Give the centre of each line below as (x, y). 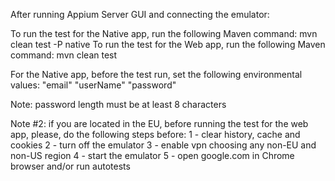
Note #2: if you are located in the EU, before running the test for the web (159, 123)
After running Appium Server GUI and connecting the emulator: (140, 14)
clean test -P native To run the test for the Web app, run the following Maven (168, 44)
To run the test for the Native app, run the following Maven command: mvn (164, 33)
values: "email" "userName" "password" (93, 85)
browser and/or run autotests (70, 166)
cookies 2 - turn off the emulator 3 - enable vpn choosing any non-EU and (163, 145)
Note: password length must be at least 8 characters (118, 104)
